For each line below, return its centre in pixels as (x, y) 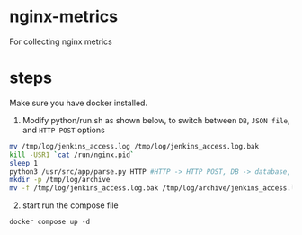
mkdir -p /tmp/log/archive (60, 180)
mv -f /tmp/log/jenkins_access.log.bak (84, 188)
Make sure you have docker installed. (79, 103)
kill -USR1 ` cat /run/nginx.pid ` (72, 155)
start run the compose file (70, 205)
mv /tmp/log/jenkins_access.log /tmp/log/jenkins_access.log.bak (134, 146)
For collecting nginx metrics (61, 41)
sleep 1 (24, 163)
